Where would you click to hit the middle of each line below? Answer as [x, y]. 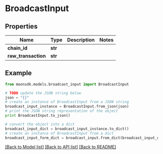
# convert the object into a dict [40, 124]
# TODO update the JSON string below [43, 93]
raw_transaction [27, 56]
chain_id [17, 48]
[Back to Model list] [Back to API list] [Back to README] [61, 147]
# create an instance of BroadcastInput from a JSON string [67, 102]
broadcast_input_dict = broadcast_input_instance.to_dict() [67, 129]
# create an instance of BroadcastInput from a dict [59, 133]
